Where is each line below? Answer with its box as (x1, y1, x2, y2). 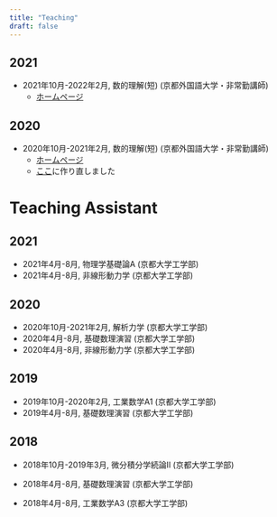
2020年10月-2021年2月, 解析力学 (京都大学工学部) (22, 321, 208, 332)
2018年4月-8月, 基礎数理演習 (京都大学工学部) (22, 478, 194, 489)
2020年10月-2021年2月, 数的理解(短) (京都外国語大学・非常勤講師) (22, 143, 269, 154)
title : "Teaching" (9, 13, 78, 23)
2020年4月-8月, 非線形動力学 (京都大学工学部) (22, 344, 196, 355)
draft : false (9, 22, 59, 31)
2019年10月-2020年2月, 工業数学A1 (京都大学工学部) (22, 396, 217, 407)
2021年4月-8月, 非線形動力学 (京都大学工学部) (22, 270, 194, 281)
